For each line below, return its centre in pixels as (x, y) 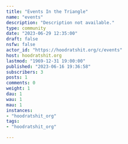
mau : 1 (14, 105)
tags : (13, 122)
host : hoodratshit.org (34, 55)
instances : (19, 110)
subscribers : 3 (25, 72)
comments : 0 (21, 83)
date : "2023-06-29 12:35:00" (42, 34)
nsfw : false (21, 45)
